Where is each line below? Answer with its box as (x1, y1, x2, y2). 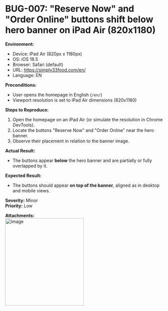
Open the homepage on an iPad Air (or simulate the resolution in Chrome (12, 116, 163, 122)
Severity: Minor (5, 197, 38, 203)
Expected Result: (5, 172, 42, 179)
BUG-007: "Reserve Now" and (5, 3, 134, 15)
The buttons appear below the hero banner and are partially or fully (12, 157, 152, 164)
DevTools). (12, 122, 35, 128)
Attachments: (5, 212, 35, 218)
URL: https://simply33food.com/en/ (12, 66, 86, 73)
